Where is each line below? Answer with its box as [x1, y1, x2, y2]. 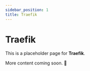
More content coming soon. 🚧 [5, 60, 67, 66]
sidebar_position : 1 [5, 7, 49, 13]
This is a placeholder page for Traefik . [5, 50, 85, 56]
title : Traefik [5, 12, 37, 17]
